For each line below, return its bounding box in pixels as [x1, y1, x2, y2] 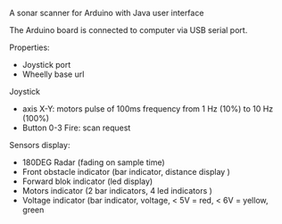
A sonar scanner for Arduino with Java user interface [9, 8, 204, 18]
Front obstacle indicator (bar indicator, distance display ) [21, 167, 230, 177]
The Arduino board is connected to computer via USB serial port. [9, 25, 248, 35]
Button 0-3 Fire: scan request [21, 122, 131, 133]
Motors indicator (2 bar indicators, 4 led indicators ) [21, 186, 212, 195]
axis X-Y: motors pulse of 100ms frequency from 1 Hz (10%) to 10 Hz [21, 104, 274, 114]
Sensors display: [9, 140, 70, 150]
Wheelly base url [21, 69, 85, 79]
